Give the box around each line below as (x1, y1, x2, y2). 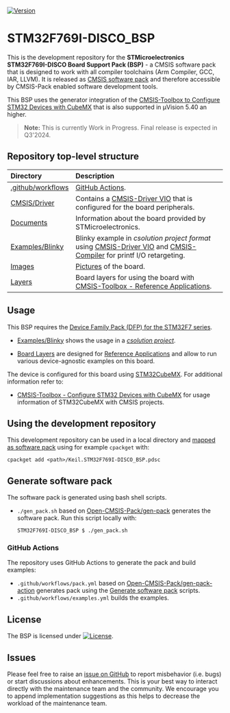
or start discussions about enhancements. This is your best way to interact (7, 677, 218, 686)
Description (75, 171, 115, 180)
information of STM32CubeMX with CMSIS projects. (16, 398, 165, 406)
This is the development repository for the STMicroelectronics (7, 53, 185, 61)
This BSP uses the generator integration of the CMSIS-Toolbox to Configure (7, 95, 220, 104)
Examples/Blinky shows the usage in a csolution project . (16, 336, 176, 344)
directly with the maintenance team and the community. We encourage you (7, 685, 219, 693)
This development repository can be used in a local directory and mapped (7, 436, 216, 444)
